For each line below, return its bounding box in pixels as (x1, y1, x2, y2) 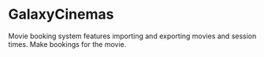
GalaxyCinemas (8, 5, 114, 23)
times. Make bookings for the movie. (8, 39, 127, 48)
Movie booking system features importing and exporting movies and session (8, 31, 257, 41)
